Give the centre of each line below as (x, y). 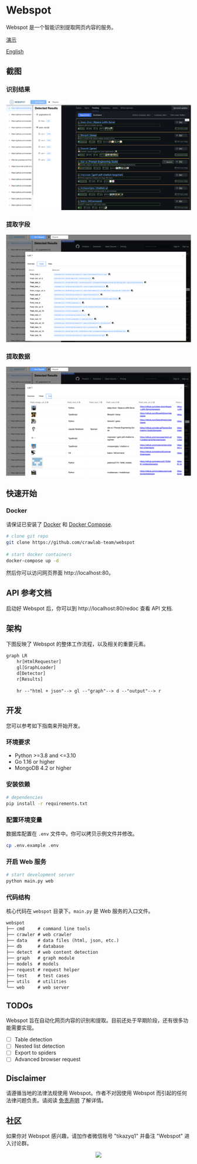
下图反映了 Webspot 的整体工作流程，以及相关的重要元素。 (77, 644)
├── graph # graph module (40, 958)
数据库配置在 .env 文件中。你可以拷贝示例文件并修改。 (72, 834)
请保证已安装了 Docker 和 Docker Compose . (59, 524)
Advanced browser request (47, 1060)
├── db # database (35, 947)
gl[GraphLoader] (37, 667)
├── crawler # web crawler (39, 935)
